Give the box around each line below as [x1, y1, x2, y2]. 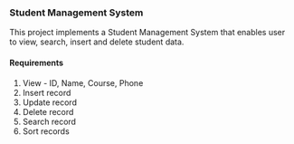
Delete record [22, 106, 74, 117]
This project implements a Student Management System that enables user [9, 27, 286, 38]
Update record [22, 97, 77, 108]
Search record [22, 116, 77, 127]
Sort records [22, 125, 70, 137]
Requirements [9, 57, 64, 68]
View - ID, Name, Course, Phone [22, 77, 144, 88]
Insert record [22, 87, 71, 98]
